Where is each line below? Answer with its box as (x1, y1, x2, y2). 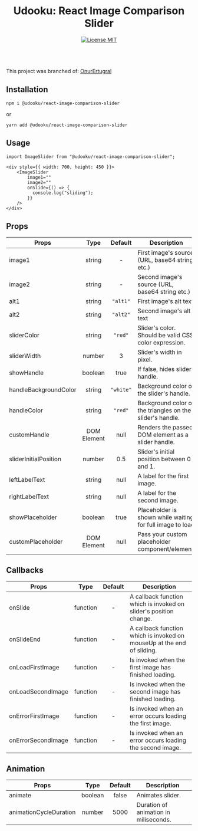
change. (129, 615, 153, 623)
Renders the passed (137, 423, 193, 432)
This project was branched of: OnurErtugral (6, 67, 112, 74)
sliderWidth (9, 352, 41, 360)
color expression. (137, 339, 186, 347)
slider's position (129, 607, 174, 616)
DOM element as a (137, 431, 189, 439)
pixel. (137, 356, 153, 364)
